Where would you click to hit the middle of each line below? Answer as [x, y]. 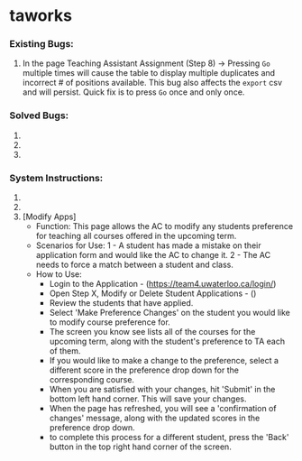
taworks [41, 16]
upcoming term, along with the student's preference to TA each [167, 341]
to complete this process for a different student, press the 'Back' [169, 438]
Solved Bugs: [39, 115]
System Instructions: [56, 178]
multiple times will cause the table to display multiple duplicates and [149, 73]
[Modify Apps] [49, 217]
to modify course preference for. [110, 322]
